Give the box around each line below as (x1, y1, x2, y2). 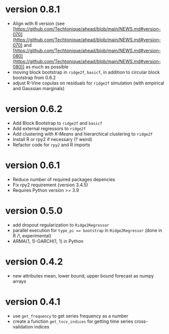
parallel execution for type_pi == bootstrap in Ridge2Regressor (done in (12, 227, 162, 233)
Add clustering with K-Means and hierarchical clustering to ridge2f (12, 131, 153, 137)
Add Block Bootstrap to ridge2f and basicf (12, 120, 103, 126)
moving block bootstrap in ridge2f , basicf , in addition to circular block (12, 69, 160, 75)
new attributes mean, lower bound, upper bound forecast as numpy (12, 272, 154, 279)
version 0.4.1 (5, 296, 61, 308)
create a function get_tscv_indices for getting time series (12, 318, 133, 324)
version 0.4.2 (5, 256, 63, 267)
